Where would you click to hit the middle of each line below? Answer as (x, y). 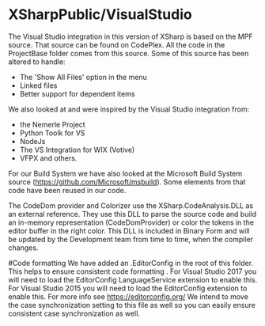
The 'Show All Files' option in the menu (83, 77)
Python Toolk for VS (52, 133)
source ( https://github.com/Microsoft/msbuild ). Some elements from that (127, 182)
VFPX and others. (48, 158)
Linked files (38, 85)
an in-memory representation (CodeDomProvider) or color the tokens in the (131, 222)
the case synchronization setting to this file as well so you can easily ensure (132, 305)
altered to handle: (37, 62)
